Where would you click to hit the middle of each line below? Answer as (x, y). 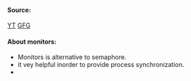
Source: (19, 10)
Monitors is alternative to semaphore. (72, 57)
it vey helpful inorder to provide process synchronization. (101, 65)
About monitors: (32, 42)
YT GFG (19, 25)
